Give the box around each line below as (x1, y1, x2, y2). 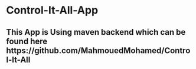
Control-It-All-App (6, 4, 99, 17)
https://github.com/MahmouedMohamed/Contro (6, 45, 191, 55)
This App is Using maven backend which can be (6, 27, 186, 37)
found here (6, 36, 48, 46)
